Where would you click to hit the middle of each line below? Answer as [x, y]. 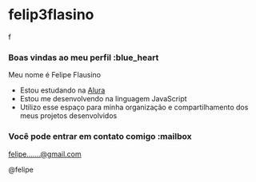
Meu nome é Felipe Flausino [55, 75]
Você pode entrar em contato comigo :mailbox [100, 136]
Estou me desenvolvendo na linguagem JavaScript [103, 99]
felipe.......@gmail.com [45, 154]
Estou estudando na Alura [62, 90]
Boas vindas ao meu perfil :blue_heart [84, 57]
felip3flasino [51, 15]
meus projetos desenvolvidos [68, 116]
